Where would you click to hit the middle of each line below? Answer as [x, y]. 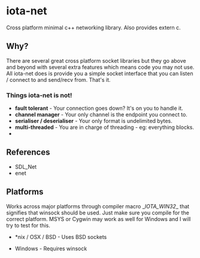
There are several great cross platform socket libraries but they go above [96, 60]
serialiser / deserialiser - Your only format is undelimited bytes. [93, 121]
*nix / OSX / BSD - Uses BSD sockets [61, 236]
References [28, 153]
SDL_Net [26, 167]
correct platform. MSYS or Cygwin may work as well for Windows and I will [99, 219]
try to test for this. [28, 225]
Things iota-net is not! [39, 95]
